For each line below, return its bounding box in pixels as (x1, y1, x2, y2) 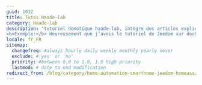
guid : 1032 (6, 8, 34, 15)
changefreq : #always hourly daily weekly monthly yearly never (11, 48, 173, 54)
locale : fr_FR (6, 37, 42, 42)
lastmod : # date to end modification (11, 64, 106, 71)
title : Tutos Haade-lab (6, 14, 66, 20)
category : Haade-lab (6, 20, 58, 26)
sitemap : (6, 42, 28, 48)
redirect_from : (6, 70, 44, 76)
